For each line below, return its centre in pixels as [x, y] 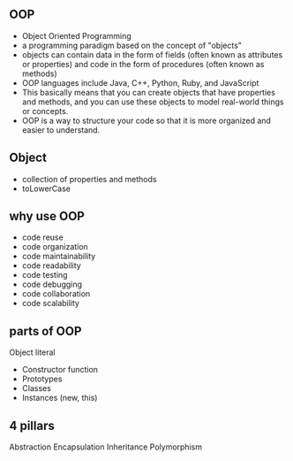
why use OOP [47, 216]
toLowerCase [46, 188]
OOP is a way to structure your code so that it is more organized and [146, 120]
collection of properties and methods [89, 179]
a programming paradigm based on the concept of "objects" [132, 45]
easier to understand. [61, 130]
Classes [36, 388]
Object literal [32, 352]
